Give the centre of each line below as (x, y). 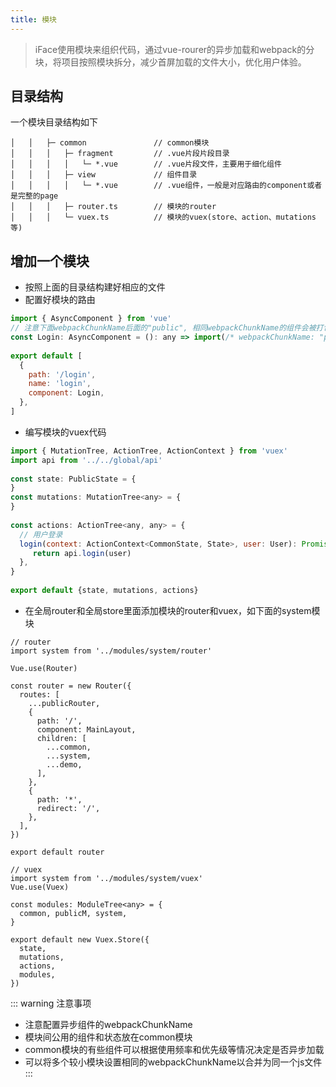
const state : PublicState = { (73, 479)
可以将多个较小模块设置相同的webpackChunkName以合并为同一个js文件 (173, 1062)
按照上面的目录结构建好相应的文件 (95, 287)
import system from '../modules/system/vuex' (106, 878)
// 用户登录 (41, 534)
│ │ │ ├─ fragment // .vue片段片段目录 (120, 154)
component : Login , (66, 393)
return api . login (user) (82, 553)
